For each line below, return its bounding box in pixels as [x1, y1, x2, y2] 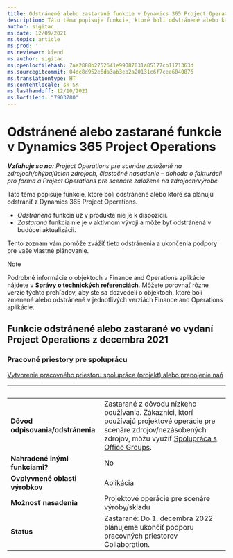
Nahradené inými [10, 453, 69, 463]
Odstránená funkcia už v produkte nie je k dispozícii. [17, 211, 169, 219]
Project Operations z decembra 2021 [7, 334, 169, 346]
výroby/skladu [103, 502, 150, 511]
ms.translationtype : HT [7, 74, 76, 82]
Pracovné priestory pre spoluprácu [7, 355, 128, 365]
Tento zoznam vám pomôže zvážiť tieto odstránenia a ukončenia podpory [7, 239, 218, 247]
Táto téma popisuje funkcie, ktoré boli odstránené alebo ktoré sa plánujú [7, 190, 214, 198]
